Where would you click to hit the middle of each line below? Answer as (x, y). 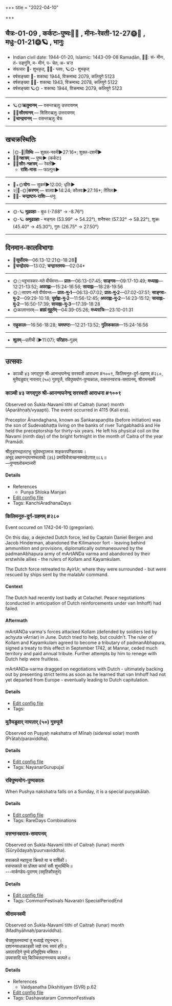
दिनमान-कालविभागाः (29, 248)
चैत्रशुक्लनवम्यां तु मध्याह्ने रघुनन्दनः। (34, 941)
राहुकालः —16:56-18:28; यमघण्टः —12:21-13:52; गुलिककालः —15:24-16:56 (80, 325)
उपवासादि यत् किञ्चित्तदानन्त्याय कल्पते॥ (38, 958)
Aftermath (17, 620)
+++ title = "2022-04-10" (32, 7)
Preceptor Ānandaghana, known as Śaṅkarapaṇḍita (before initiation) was (83, 420)
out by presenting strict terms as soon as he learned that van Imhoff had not (86, 674)
